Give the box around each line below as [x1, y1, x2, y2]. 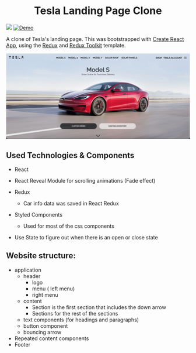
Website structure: [6, 251, 76, 261]
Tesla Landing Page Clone [34, 4, 162, 18]
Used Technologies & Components [6, 150, 135, 160]
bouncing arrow [23, 328, 62, 335]
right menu [32, 291, 58, 298]
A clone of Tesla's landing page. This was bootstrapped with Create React [6, 35, 184, 42]
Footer [14, 341, 31, 348]
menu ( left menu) [32, 285, 75, 292]
